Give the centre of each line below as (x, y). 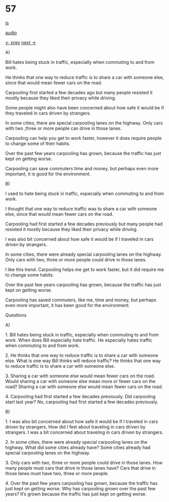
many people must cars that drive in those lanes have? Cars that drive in (80, 468)
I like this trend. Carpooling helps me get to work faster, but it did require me (85, 269)
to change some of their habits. (38, 143)
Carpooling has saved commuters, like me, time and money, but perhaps (81, 300)
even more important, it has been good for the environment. (68, 305)
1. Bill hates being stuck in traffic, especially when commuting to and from (82, 334)
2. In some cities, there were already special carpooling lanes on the (76, 442)
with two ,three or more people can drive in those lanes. (64, 128)
